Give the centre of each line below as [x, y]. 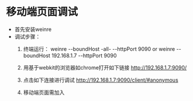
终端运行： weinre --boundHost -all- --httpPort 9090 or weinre [99, 49]
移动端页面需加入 [44, 92]
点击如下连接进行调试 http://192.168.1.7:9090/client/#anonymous [101, 80]
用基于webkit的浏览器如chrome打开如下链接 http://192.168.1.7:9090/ [105, 67]
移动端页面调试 [42, 12]
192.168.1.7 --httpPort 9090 [84, 55]
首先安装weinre [33, 29]
